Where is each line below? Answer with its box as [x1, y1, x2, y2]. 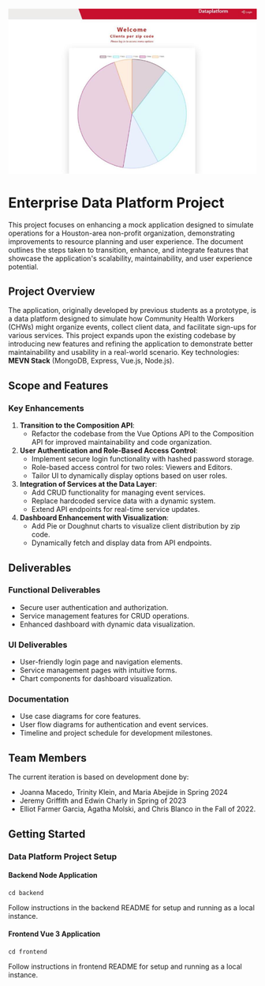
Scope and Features [8, 378, 109, 392]
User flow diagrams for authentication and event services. [19, 720, 209, 729]
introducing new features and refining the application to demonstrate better [8, 339, 254, 348]
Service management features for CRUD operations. [19, 611, 189, 620]
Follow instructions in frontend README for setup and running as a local [8, 962, 242, 971]
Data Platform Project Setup [8, 851, 118, 862]
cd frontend [8, 947, 47, 956]
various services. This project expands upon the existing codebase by [8, 331, 237, 341]
